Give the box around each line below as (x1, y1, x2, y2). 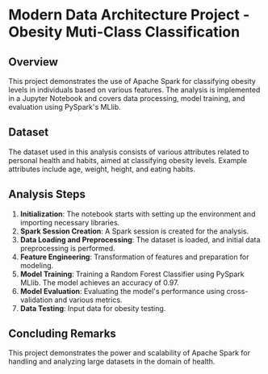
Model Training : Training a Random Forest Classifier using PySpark (19, 269, 245, 279)
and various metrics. (54, 295, 123, 305)
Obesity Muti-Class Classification (8, 23, 241, 41)
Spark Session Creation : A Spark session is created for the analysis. (19, 226, 249, 236)
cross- (226, 286, 249, 296)
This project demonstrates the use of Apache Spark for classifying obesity (8, 77, 256, 86)
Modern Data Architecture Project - (8, 6, 250, 24)
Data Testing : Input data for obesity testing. (19, 303, 166, 313)
